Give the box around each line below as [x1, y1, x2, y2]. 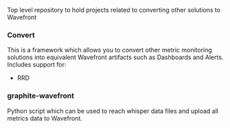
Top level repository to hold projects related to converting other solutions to [7, 6, 221, 14]
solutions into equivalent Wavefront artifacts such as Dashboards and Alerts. [7, 53, 224, 61]
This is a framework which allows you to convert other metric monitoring [7, 46, 213, 54]
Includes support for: [7, 61, 67, 69]
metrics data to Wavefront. [7, 114, 82, 122]
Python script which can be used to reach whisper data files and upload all [7, 107, 218, 115]
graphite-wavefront [7, 91, 74, 100]
